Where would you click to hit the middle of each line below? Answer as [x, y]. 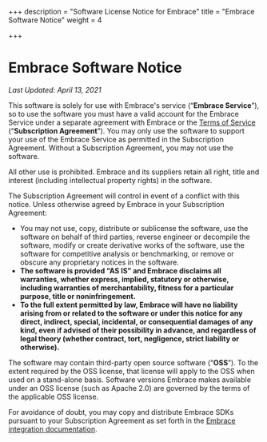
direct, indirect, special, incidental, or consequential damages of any [136, 321]
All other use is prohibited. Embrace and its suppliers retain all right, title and [134, 172]
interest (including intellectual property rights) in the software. [110, 180]
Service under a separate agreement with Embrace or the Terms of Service [132, 122]
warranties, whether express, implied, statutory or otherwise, [124, 279]
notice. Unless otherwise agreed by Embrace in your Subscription [117, 204]
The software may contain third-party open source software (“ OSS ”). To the [133, 362]
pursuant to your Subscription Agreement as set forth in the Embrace [122, 420]
